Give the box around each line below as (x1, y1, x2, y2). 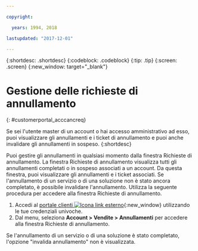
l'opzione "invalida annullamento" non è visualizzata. (6, 239, 136, 246)
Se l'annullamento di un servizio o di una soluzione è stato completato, (6, 232, 180, 239)
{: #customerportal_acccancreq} (6, 117, 86, 124)
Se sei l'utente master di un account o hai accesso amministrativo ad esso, (6, 128, 190, 135)
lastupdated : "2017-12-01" (6, 35, 73, 42)
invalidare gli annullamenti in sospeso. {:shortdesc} (6, 140, 132, 148)
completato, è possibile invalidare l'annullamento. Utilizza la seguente (6, 184, 177, 191)
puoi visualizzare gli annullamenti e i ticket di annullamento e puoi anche (6, 134, 184, 142)
